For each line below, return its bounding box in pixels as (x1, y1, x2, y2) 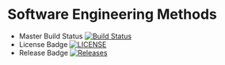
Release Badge (18, 48, 69, 57)
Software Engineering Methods (7, 5, 217, 23)
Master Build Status (18, 31, 83, 41)
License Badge (18, 39, 68, 49)
